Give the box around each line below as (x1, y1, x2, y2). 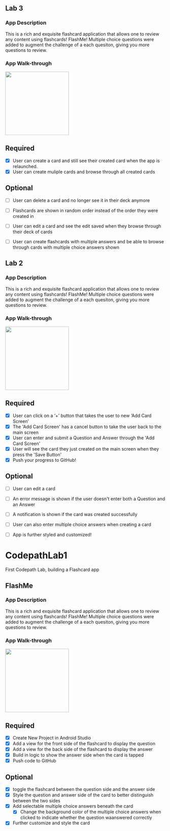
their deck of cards (12, 229, 53, 235)
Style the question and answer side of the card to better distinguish (12, 792, 154, 798)
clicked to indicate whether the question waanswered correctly (20, 815, 152, 821)
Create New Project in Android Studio (12, 734, 91, 741)
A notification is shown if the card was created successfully (12, 512, 138, 518)
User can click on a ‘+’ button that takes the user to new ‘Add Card (12, 412, 152, 419)
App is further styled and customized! (12, 532, 92, 538)
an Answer (12, 501, 36, 507)
